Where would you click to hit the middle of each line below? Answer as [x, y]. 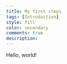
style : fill [21, 22]
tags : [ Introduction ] [33, 17]
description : [22, 38]
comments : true [25, 33]
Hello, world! [21, 55]
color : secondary [27, 28]
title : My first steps [34, 11]
